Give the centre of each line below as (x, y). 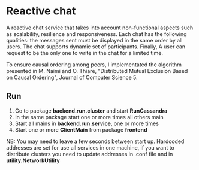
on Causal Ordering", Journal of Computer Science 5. (72, 77)
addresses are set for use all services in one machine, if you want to (91, 147)
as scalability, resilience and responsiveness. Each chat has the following (97, 34)
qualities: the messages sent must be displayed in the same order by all (94, 40)
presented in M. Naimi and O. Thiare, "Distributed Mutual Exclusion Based (97, 71)
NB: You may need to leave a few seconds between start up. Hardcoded (95, 141)
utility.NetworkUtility (33, 160)
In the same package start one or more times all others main (89, 117)
